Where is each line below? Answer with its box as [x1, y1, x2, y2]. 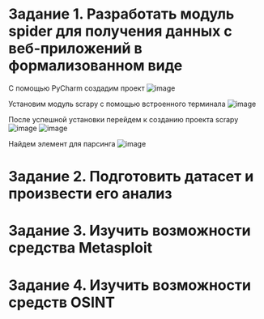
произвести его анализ [8, 185, 172, 203]
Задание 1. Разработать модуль [8, 5, 235, 23]
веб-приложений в [8, 40, 143, 57]
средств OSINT [8, 293, 116, 312]
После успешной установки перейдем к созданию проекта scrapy [8, 114, 239, 124]
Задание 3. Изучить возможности [8, 222, 251, 240]
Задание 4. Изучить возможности [8, 276, 251, 294]
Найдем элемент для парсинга [8, 138, 116, 148]
